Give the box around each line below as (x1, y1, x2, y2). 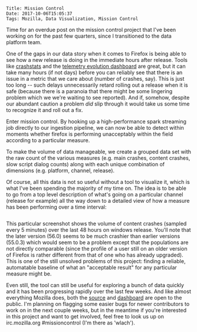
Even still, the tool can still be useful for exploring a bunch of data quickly (6, 282, 185, 288)
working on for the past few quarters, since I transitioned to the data (6, 32, 172, 40)
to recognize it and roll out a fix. (6, 107, 84, 113)
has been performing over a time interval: (6, 203, 107, 211)
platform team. (6, 39, 42, 45)
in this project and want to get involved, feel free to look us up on (6, 313, 164, 320)
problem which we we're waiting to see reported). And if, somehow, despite (6, 94, 190, 101)
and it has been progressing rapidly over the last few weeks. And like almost (6, 288, 192, 295)
